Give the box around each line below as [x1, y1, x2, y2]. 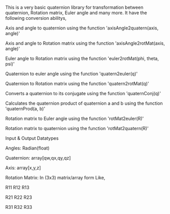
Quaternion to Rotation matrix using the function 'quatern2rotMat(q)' [5, 81, 149, 86]
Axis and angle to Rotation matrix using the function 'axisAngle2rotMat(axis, [5, 40, 165, 46]
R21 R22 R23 [5, 194, 32, 200]
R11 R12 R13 [5, 185, 30, 190]
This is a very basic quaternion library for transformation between [5, 5, 144, 10]
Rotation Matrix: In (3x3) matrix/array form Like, [5, 175, 106, 180]
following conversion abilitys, [5, 15, 67, 21]
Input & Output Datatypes [5, 135, 59, 141]
